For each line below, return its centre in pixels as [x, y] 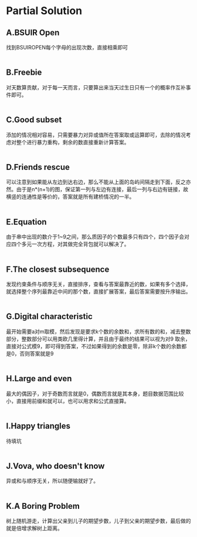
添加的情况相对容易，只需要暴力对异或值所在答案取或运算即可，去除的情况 [96, 135]
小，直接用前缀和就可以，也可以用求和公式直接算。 [68, 401]
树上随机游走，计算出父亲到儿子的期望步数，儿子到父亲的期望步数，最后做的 [98, 521]
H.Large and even [39, 378]
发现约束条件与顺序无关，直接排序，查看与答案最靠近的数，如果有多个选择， [98, 284]
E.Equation [26, 222]
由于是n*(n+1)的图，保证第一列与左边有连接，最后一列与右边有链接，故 [102, 189]
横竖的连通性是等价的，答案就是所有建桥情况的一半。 [70, 197]
